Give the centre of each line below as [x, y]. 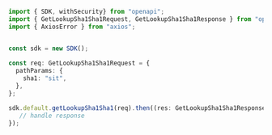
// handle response [52, 116]
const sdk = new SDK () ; [49, 49]
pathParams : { [39, 71]
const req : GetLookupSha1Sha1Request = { [79, 63]
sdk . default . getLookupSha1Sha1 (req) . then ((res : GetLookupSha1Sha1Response [137, 108]
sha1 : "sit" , [45, 78]
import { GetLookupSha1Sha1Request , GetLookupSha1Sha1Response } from [130, 19]
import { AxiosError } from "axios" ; [72, 27]
